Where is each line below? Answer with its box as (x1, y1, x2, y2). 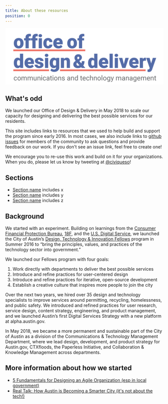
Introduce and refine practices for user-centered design (12, 271, 128, 278)
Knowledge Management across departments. (5, 349, 101, 355)
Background (5, 212, 44, 221)
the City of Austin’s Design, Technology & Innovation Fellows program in (5, 236, 154, 242)
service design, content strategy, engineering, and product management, (5, 308, 156, 314)
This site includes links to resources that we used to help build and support (5, 128, 160, 134)
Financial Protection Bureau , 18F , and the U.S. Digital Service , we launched (5, 231, 159, 237)
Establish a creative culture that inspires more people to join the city (12, 282, 153, 288)
